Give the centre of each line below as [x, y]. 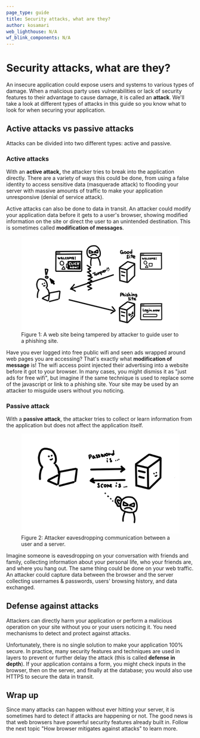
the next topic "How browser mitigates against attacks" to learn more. [92, 728]
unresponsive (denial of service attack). [55, 197]
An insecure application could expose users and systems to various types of [100, 85]
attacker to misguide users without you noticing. [65, 390]
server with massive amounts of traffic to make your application [84, 191]
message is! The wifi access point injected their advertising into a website [98, 365]
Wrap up [22, 695]
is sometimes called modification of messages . [65, 228]
